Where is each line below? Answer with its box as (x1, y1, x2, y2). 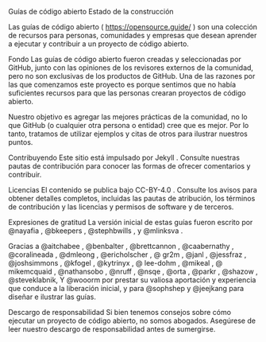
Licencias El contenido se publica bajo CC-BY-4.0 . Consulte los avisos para (8, 185, 258, 194)
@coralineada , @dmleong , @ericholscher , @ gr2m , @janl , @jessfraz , (8, 250, 247, 259)
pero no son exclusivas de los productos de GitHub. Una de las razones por (8, 72, 256, 80)
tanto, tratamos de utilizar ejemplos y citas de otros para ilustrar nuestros (8, 129, 248, 138)
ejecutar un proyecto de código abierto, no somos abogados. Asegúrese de (8, 316, 256, 325)
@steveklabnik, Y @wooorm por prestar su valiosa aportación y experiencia (8, 275, 256, 285)
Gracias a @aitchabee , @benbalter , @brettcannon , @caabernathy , (8, 242, 234, 251)
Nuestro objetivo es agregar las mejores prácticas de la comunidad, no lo (8, 112, 248, 122)
